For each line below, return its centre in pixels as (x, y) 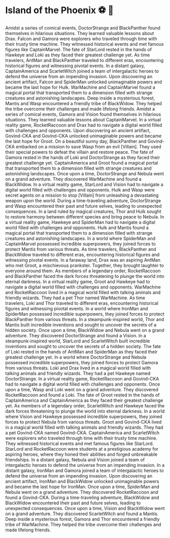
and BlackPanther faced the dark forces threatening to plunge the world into (85, 276)
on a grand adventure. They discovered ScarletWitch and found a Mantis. (82, 514)
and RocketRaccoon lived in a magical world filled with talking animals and (83, 292)
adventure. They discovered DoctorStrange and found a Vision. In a (76, 335)
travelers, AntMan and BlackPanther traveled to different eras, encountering (84, 60)
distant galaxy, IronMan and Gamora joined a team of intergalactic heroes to (84, 470)
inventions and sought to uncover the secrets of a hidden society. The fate (83, 346)
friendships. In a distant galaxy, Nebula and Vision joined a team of (75, 460)
